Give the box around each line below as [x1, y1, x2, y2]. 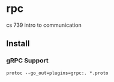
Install [6, 39, 30, 49]
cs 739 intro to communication [6, 21, 82, 29]
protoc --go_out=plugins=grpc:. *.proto [6, 70, 109, 76]
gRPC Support [6, 56, 49, 65]
